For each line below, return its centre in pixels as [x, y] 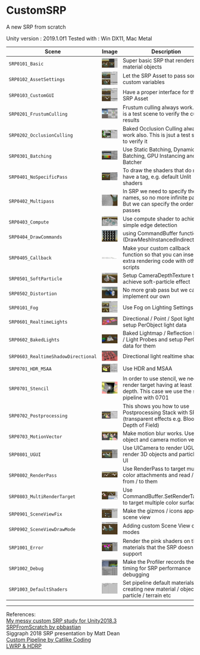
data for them [139, 346]
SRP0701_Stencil [29, 389]
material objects [143, 67]
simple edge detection [150, 225]
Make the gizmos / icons [153, 511]
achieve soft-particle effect [157, 281]
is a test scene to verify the [156, 114]
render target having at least [157, 385]
